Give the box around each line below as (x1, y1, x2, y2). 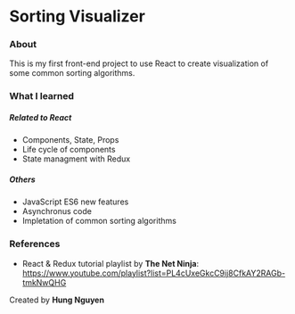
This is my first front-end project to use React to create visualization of (9, 58, 269, 69)
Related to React (9, 112, 72, 122)
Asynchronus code (21, 206, 92, 217)
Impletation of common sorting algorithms (21, 216, 176, 227)
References (9, 238, 61, 251)
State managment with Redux (21, 153, 131, 164)
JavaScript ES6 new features (21, 196, 129, 207)
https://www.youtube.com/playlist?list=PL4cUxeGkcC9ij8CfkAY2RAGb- (21, 268, 286, 278)
